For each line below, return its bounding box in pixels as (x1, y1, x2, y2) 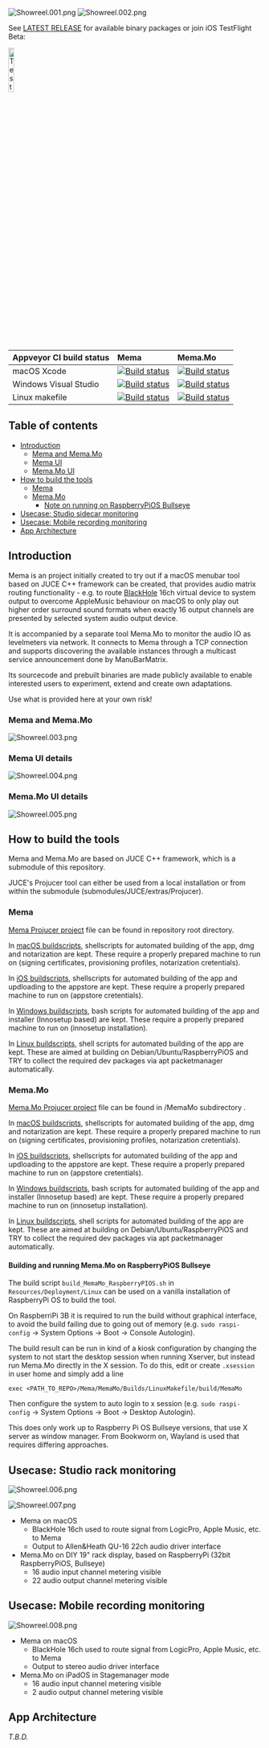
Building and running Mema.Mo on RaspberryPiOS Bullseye (8, 1260, 211, 1270)
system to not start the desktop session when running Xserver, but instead (8, 1352, 255, 1362)
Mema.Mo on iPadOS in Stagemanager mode (19, 1670, 170, 1680)
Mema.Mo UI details (8, 791, 88, 802)
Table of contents (8, 419, 98, 433)
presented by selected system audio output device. (8, 613, 178, 623)
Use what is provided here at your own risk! (8, 694, 153, 704)
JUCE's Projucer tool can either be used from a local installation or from (8, 878, 247, 888)
